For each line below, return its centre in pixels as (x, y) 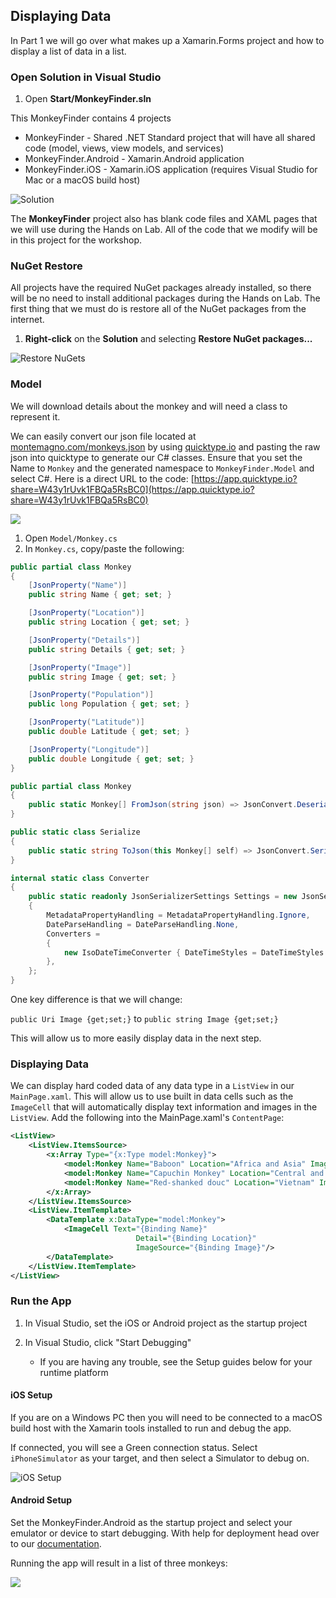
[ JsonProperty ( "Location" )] (86, 613)
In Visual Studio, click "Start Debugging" (108, 1342)
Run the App (41, 1301)
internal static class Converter (80, 878)
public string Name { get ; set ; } (100, 595)
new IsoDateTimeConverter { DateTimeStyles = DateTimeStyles (194, 952)
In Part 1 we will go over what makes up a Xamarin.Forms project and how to (167, 40)
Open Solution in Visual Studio (86, 77)
